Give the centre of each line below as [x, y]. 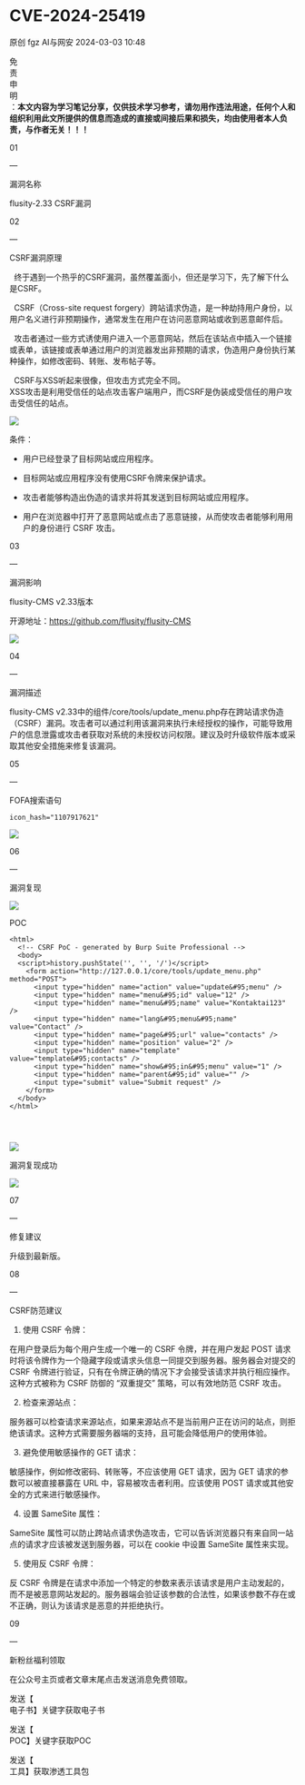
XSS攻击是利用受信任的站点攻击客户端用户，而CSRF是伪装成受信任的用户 [147, 391]
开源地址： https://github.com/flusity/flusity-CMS [100, 621]
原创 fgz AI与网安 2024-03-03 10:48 [78, 42]
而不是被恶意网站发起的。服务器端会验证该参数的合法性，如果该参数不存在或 [152, 1593]
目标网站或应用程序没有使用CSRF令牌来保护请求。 [117, 478]
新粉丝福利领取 [37, 1660]
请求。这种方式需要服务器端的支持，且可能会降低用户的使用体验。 [148, 1433]
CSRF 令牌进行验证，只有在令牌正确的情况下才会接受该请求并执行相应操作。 [152, 1371]
